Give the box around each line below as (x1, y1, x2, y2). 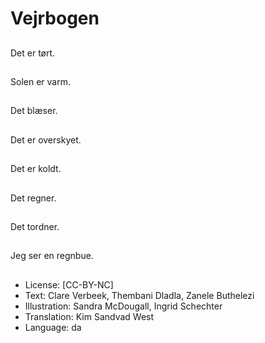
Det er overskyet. (10, 133, 82, 146)
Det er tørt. (10, 47, 56, 59)
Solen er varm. (10, 75, 71, 87)
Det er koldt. (10, 163, 62, 175)
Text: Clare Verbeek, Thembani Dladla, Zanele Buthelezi (24, 289, 255, 301)
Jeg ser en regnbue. (10, 250, 94, 262)
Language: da (24, 321, 82, 333)
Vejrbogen (10, 7, 100, 30)
